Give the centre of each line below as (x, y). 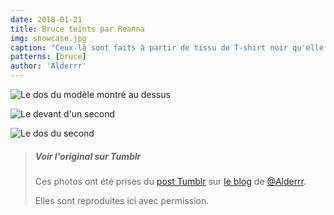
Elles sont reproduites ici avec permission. (122, 200)
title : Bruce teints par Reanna (77, 29)
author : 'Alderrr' (48, 66)
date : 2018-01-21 (46, 19)
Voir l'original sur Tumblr (88, 156)
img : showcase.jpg (48, 38)
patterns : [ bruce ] (48, 57)
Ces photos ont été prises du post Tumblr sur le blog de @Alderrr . (170, 181)
